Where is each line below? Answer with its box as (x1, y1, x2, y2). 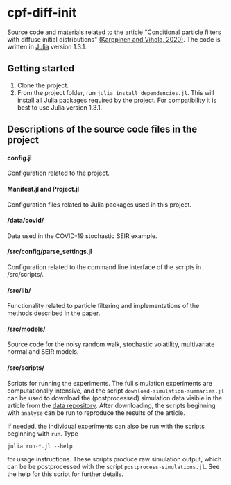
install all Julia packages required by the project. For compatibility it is (17, 96, 217, 104)
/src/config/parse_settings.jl (7, 248, 92, 256)
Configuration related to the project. (7, 169, 110, 178)
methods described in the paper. (7, 309, 101, 317)
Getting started (7, 62, 75, 74)
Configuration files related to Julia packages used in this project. (7, 200, 192, 209)
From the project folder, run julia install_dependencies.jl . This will (17, 88, 214, 96)
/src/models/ (7, 325, 46, 333)
